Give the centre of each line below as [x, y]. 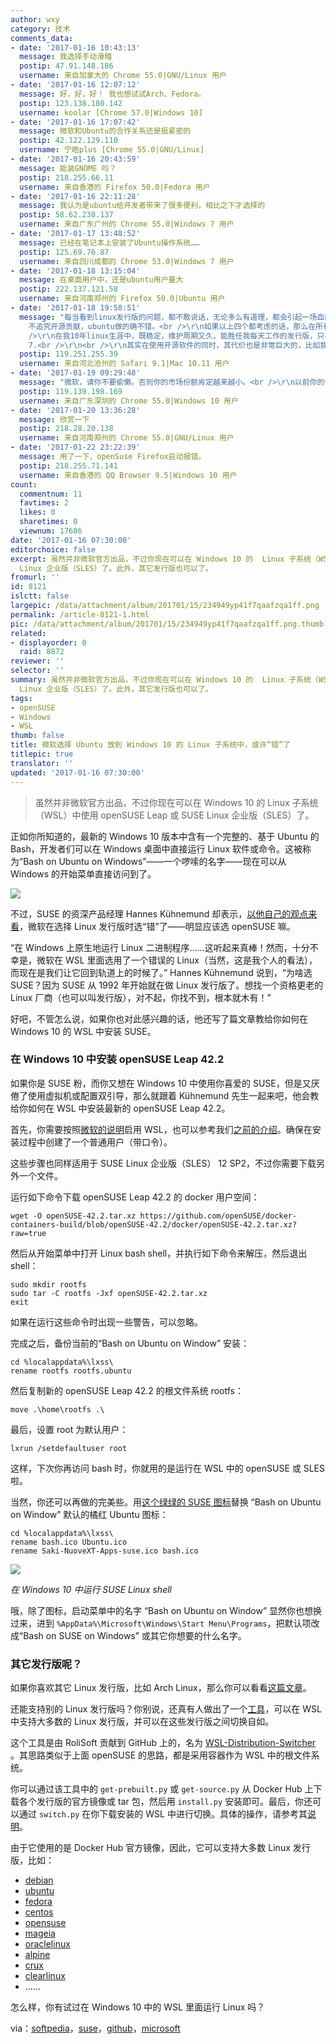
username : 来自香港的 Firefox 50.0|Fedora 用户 [115, 187]
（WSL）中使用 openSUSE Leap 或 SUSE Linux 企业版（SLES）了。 [174, 815]
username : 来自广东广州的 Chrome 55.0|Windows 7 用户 [127, 224]
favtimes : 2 [44, 503]
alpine [37, 1955]
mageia [40, 1933]
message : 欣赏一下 [54, 419]
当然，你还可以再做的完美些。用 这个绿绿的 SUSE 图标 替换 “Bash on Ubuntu [166, 1502]
